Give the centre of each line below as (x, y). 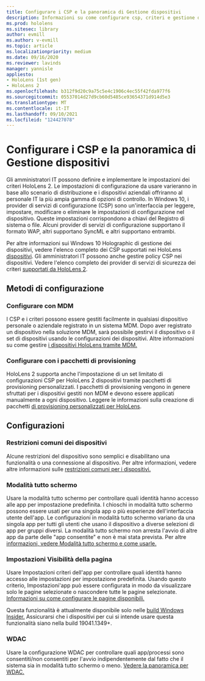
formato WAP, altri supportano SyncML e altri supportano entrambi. (91, 232)
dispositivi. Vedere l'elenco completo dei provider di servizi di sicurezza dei (101, 263)
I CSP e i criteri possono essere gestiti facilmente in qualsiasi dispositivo (97, 319)
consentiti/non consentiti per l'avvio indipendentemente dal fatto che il (95, 658)
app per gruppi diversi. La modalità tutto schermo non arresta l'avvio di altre (102, 530)
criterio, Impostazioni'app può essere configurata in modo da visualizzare (99, 585)
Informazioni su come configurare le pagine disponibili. (75, 599)
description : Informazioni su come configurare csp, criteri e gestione (101, 18)
